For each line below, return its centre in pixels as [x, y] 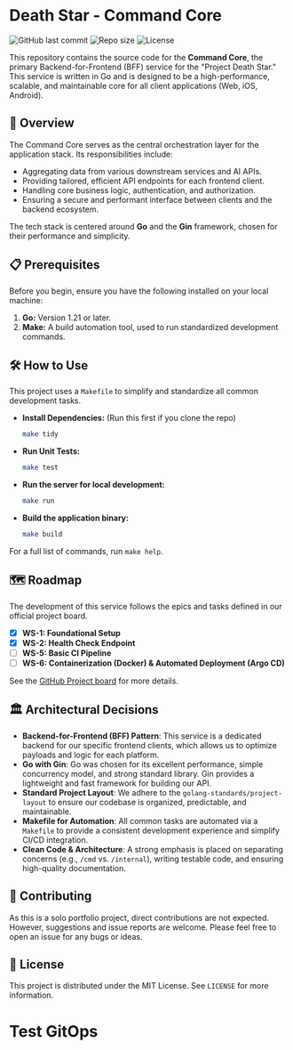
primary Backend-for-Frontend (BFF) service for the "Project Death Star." [143, 67]
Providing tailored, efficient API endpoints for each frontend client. [143, 181]
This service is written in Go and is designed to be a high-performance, [140, 76]
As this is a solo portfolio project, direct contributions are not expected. [139, 917]
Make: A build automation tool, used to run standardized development [150, 327]
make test [40, 468]
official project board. [48, 616]
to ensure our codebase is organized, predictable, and [147, 802]
